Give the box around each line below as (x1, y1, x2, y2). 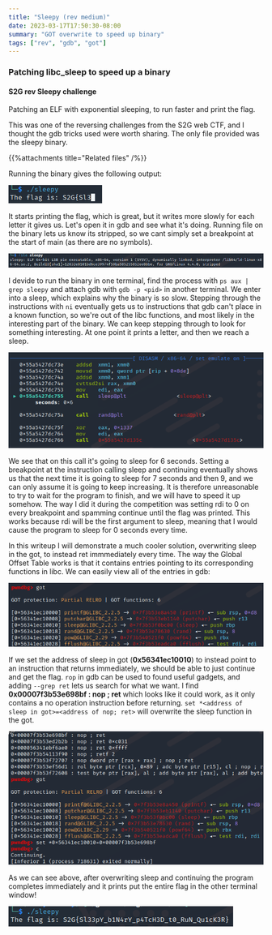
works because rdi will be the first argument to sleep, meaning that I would (8, 517, 257, 526)
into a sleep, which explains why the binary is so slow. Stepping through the (8, 293, 261, 302)
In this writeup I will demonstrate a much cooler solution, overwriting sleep (8, 541, 257, 551)
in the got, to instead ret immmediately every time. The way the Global (8, 550, 243, 560)
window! (8, 890, 37, 899)
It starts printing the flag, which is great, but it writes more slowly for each (8, 212, 255, 221)
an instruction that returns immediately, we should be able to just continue (8, 663, 256, 673)
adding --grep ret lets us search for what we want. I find (8, 680, 199, 690)
